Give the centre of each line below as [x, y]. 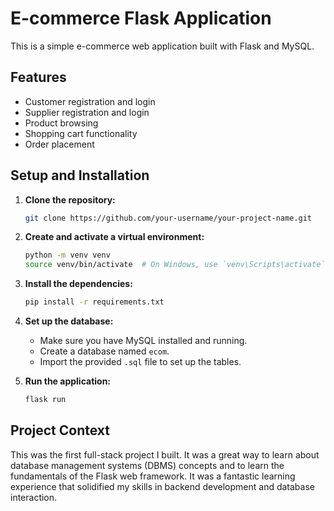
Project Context [60, 430]
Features [38, 77]
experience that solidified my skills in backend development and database [162, 486]
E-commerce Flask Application [141, 18]
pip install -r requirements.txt [94, 302]
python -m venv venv [67, 255]
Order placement [59, 144]
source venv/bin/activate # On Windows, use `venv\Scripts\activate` [175, 265]
